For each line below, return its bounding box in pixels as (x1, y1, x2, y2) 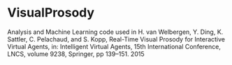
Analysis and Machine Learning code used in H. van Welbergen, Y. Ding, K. (7, 28, 224, 36)
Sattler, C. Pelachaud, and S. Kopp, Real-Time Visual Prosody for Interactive (7, 35, 226, 43)
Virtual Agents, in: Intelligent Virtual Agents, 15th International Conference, (7, 42, 222, 50)
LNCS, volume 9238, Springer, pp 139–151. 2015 (7, 50, 145, 58)
